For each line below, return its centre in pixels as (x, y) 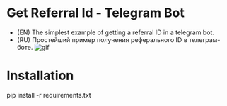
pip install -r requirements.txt (49, 95)
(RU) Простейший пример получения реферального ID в (102, 39)
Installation (40, 76)
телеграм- (205, 39)
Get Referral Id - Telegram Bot (96, 13)
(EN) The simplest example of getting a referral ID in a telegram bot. (116, 32)
